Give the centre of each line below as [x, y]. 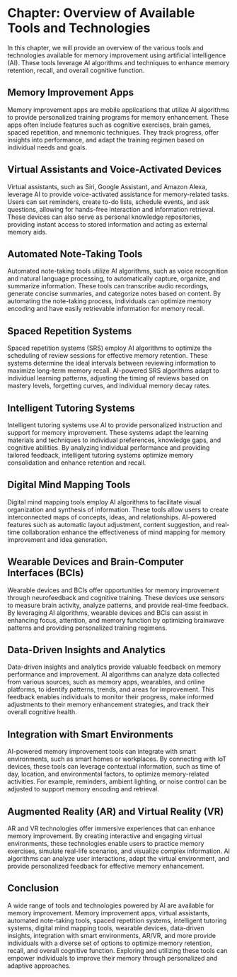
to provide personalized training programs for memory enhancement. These [118, 117]
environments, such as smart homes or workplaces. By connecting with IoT [117, 759]
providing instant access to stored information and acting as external [108, 224]
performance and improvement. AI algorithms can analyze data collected [114, 674]
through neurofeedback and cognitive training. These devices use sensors [116, 597]
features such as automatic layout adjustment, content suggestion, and [111, 524]
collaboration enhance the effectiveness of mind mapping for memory [123, 532]
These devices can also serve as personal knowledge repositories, [105, 217]
